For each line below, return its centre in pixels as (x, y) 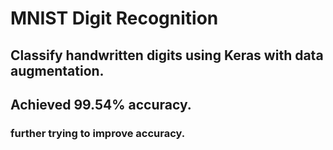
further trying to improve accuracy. (98, 133)
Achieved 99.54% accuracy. (101, 104)
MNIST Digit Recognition (114, 18)
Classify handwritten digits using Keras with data (167, 55)
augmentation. (57, 70)
